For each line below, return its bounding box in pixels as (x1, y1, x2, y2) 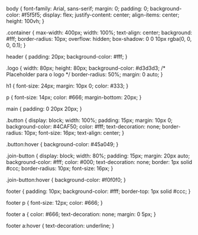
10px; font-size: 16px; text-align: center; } (24, 130, 125, 136)
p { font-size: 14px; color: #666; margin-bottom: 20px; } (6, 94, 142, 101)
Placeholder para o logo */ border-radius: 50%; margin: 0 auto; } (6, 71, 163, 78)
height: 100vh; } (6, 18, 44, 24)
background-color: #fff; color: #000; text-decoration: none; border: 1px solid (6, 159, 193, 165)
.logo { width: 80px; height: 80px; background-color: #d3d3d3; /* (6, 65, 166, 72)
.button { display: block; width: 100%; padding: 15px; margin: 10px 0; (6, 117, 173, 124)
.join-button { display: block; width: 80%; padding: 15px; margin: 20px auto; (6, 152, 190, 159)
